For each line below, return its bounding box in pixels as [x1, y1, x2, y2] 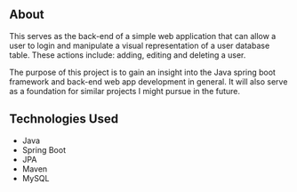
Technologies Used [9, 111, 118, 127]
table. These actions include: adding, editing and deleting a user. [9, 49, 246, 60]
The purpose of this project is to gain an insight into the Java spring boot [9, 67, 276, 77]
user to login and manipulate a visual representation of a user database [9, 40, 270, 51]
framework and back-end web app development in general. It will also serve [9, 76, 288, 87]
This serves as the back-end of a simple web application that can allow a [9, 30, 277, 41]
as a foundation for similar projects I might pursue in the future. [9, 85, 241, 96]
